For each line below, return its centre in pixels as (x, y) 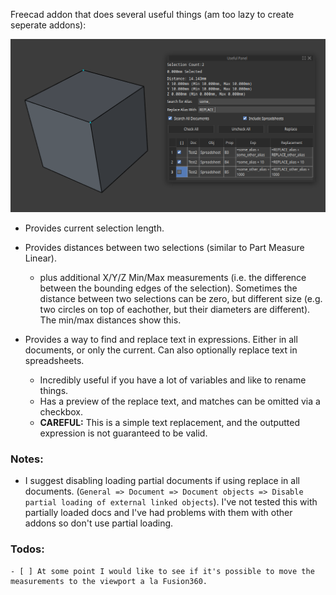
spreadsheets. (54, 361)
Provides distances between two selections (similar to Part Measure (164, 248)
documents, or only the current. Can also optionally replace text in (161, 350)
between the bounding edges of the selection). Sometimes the (168, 288)
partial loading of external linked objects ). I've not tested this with (171, 502)
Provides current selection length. (94, 228)
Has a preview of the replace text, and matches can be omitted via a (180, 401)
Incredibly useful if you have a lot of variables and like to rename (173, 380)
